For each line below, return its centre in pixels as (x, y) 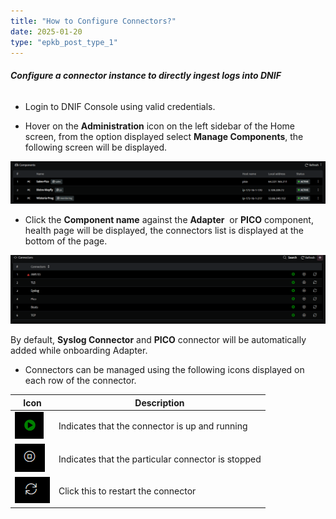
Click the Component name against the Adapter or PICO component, (169, 220)
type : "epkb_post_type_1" (64, 42)
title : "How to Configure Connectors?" (93, 21)
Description (159, 402)
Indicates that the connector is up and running (153, 426)
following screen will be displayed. (96, 147)
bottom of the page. (66, 241)
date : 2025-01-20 (46, 31)
